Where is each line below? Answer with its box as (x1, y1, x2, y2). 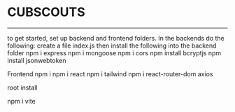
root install (7, 83, 38, 92)
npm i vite (7, 97, 36, 105)
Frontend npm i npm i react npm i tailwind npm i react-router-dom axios (7, 69, 213, 78)
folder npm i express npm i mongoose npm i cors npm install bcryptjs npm (7, 48, 222, 57)
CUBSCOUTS (7, 4, 85, 20)
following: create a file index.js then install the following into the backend (7, 41, 217, 50)
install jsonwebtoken (7, 56, 66, 64)
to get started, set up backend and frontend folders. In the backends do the (7, 34, 225, 42)
